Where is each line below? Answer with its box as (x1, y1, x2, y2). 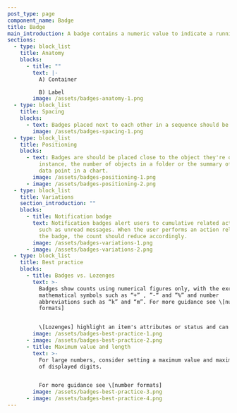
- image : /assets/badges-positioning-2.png (25, 180, 157, 187)
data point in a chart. (38, 167, 109, 174)
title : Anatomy (20, 50, 65, 57)
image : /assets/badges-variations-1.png (32, 239, 153, 247)
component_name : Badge (7, 17, 74, 24)
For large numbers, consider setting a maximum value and (38, 357, 213, 364)
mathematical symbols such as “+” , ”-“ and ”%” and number (38, 292, 219, 299)
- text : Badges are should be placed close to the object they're (25, 154, 226, 161)
